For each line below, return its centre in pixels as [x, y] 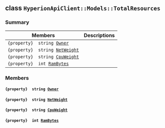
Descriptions [99, 35]
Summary [17, 22]
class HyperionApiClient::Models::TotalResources [83, 8]
